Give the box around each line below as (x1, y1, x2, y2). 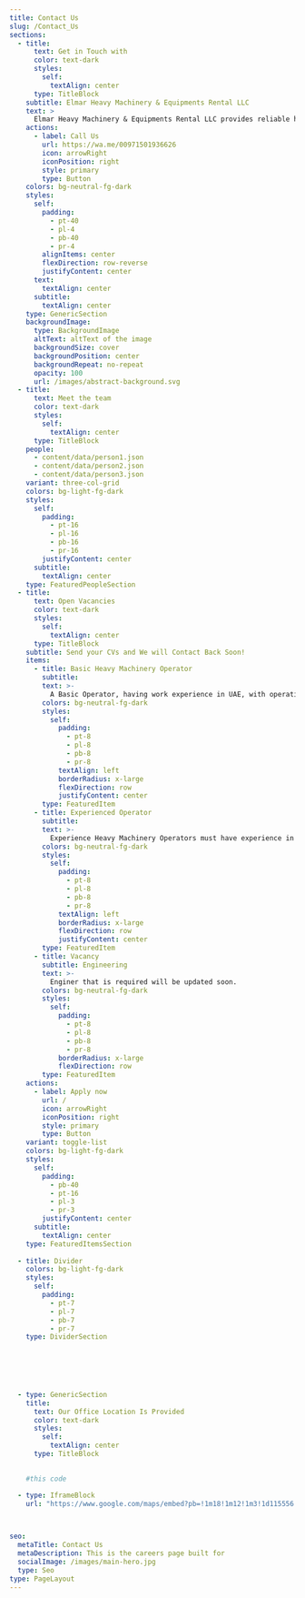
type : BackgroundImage (33, 327, 120, 336)
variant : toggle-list (25, 1138, 107, 1147)
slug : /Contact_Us (9, 22, 79, 31)
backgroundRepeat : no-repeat (33, 360, 144, 369)
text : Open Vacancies (33, 597, 116, 606)
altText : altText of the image (33, 335, 152, 344)
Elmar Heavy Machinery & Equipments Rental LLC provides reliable (33, 115, 290, 124)
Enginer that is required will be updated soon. (49, 977, 238, 987)
